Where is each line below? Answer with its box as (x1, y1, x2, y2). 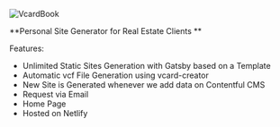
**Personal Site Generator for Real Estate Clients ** (9, 26, 203, 36)
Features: (9, 43, 45, 54)
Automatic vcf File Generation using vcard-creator (22, 70, 210, 80)
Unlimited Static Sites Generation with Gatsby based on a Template (22, 61, 272, 71)
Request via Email (22, 89, 89, 99)
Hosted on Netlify (22, 108, 88, 118)
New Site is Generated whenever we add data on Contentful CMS (22, 80, 266, 89)
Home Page (22, 98, 67, 109)
